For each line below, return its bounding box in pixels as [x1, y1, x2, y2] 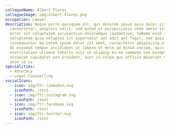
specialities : [5, 64, 35, 69]
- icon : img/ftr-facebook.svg [10, 102, 73, 107]
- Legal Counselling [10, 74, 53, 79]
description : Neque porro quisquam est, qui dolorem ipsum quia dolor [5, 21, 157, 27]
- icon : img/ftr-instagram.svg [10, 92, 76, 98]
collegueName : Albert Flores [5, 7, 67, 13]
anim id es [10, 59, 33, 64]
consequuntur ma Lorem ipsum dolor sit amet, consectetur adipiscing [10, 41, 159, 46]
